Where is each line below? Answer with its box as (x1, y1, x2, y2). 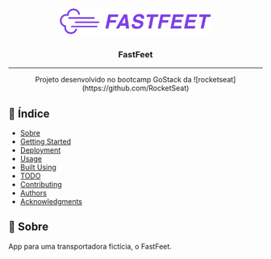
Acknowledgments (19, 197, 83, 207)
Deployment (19, 145, 61, 155)
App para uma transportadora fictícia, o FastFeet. (8, 241, 172, 251)
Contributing (19, 180, 62, 190)
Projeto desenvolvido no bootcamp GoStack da (35, 75, 192, 85)
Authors (19, 188, 47, 198)
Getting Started (19, 137, 71, 147)
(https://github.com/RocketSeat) (81, 83, 190, 93)
